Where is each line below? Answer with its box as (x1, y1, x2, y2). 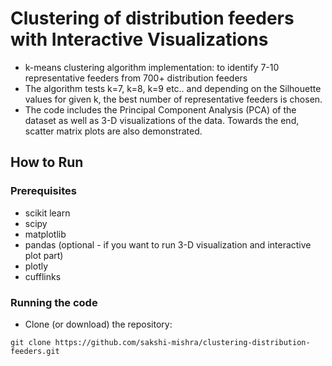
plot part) (24, 249, 64, 261)
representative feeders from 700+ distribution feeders (24, 72, 248, 84)
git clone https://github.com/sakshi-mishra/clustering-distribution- (10, 337, 311, 347)
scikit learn (24, 207, 71, 219)
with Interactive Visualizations (10, 28, 269, 51)
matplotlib (24, 228, 67, 240)
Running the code (10, 295, 98, 309)
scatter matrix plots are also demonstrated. (24, 125, 203, 137)
